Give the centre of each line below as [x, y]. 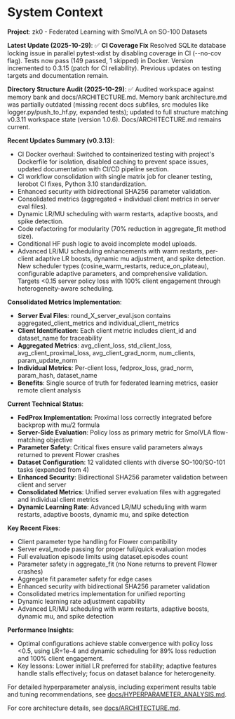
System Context [55, 12]
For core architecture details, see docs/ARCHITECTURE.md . [94, 708]
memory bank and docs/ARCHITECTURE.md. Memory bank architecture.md [117, 97]
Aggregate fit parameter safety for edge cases [85, 579]
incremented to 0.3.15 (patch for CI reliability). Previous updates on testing [114, 68]
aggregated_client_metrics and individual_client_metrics [98, 323]
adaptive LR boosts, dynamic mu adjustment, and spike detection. [130, 258]
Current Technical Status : [46, 404]
